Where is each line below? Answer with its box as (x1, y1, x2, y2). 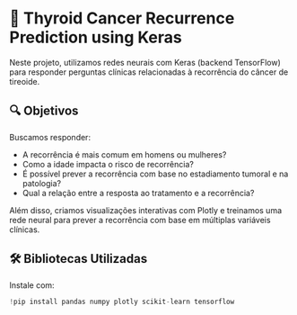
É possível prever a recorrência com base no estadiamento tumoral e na (22, 168, 289, 179)
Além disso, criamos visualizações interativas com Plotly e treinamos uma (9, 204, 283, 215)
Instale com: (9, 279, 56, 291)
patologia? (22, 177, 61, 188)
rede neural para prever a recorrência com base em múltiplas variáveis (9, 214, 271, 225)
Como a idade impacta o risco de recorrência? (22, 158, 195, 169)
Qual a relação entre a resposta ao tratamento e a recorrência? (22, 187, 255, 198)
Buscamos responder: (9, 131, 92, 142)
